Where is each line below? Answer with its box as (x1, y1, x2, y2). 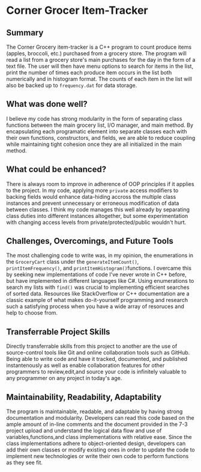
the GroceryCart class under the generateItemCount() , (6, 258, 139, 265)
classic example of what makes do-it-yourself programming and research (6, 297, 188, 304)
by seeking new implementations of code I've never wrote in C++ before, (6, 271, 187, 278)
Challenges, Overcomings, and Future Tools (6, 236, 174, 246)
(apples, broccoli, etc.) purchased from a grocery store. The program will (6, 50, 187, 57)
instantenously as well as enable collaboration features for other (6, 362, 165, 369)
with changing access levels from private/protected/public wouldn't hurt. (6, 219, 187, 226)
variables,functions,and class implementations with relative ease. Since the (6, 434, 192, 441)
